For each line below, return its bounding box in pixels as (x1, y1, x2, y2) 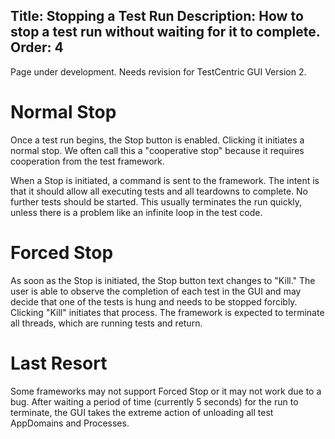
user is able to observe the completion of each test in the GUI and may (10, 285, 302, 297)
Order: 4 (10, 39, 64, 56)
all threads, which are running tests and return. (10, 317, 203, 329)
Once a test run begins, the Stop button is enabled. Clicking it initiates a (10, 134, 305, 146)
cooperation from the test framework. (10, 155, 165, 167)
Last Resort (10, 352, 108, 374)
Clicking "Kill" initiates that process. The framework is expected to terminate (10, 306, 325, 318)
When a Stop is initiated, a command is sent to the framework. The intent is (10, 174, 320, 186)
